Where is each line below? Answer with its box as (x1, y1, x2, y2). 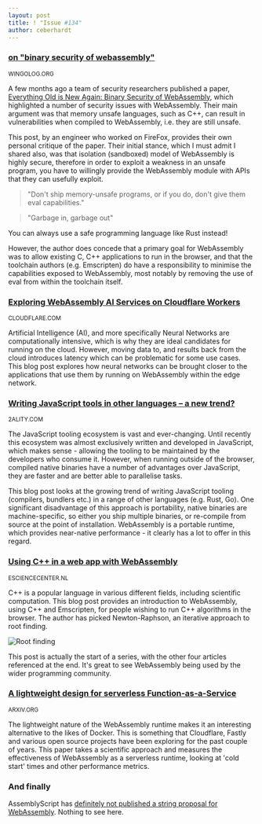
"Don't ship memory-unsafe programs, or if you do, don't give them (27, 189, 246, 199)
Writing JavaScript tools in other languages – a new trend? (8, 398, 235, 409)
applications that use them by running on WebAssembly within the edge (8, 370, 241, 379)
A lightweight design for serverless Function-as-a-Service (8, 688, 237, 699)
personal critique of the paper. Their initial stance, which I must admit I (8, 141, 236, 150)
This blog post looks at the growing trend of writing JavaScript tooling (8, 487, 234, 496)
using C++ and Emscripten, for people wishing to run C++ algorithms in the (8, 605, 252, 614)
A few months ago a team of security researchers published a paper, (8, 83, 230, 93)
